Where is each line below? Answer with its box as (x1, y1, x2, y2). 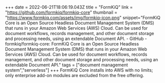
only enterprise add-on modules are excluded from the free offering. (5, 73, 144, 78)
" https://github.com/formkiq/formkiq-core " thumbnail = (5, 9, 118, 15)
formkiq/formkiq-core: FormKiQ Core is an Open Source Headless (5, 41, 139, 46)
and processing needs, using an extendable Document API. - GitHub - (5, 36, 147, 41)
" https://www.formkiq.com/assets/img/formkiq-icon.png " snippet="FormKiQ (5, 15, 161, 20)
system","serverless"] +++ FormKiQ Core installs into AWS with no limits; (5, 67, 153, 73)
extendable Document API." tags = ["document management (5, 62, 128, 68)
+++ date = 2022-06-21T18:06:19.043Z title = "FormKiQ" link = (5, 4, 133, 10)
